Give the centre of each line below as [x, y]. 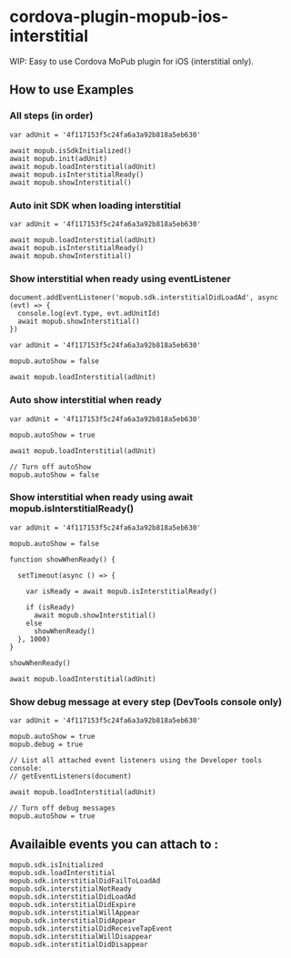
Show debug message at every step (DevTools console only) [146, 701]
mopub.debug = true [46, 745]
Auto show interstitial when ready [85, 400]
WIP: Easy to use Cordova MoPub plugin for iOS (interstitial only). [132, 61]
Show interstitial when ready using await [101, 498]
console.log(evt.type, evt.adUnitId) [89, 314]
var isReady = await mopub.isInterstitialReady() [122, 591]
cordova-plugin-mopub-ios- [119, 17]
